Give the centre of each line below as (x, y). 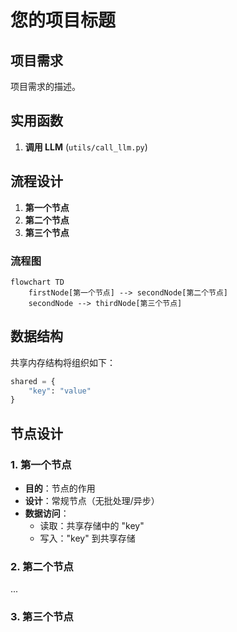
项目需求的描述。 (45, 86)
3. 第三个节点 (42, 617)
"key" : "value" (60, 391)
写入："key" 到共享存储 (87, 538)
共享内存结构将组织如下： (63, 362)
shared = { (33, 381)
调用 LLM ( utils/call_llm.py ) (86, 147)
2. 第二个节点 (42, 566)
